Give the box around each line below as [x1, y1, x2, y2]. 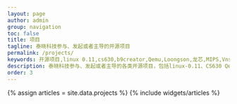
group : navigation [7, 23, 61, 30]
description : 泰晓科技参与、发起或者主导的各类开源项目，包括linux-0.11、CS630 [7, 63, 222, 70]
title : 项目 [7, 37, 40, 44]
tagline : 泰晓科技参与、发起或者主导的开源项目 [7, 43, 130, 50]
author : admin [7, 17, 49, 24]
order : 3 [7, 69, 33, 76]
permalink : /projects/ [7, 50, 74, 57]
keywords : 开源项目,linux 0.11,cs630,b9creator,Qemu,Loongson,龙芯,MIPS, [7, 56, 222, 63]
